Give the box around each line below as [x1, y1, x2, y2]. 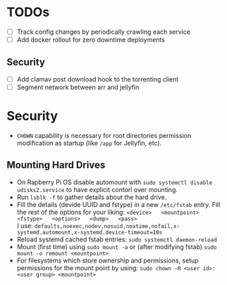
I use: [16, 221, 33, 229]
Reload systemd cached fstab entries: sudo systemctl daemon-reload [16, 235, 218, 243]
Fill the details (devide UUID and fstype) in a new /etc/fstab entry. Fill [16, 200, 221, 208]
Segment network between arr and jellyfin [16, 82, 140, 91]
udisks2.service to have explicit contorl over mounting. [16, 185, 178, 194]
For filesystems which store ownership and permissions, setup [16, 256, 199, 265]
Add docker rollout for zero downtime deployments [16, 36, 166, 44]
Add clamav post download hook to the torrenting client [16, 75, 179, 83]
